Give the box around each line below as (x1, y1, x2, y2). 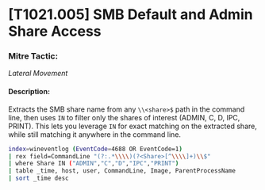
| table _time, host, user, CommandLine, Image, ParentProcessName (8, 167, 236, 175)
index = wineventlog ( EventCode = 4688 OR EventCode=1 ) (8, 145, 182, 153)
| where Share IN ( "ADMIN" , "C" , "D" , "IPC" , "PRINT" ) (8, 160, 179, 168)
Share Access (8, 22, 102, 40)
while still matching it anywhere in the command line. (8, 129, 181, 139)
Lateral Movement (8, 69, 68, 78)
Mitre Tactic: (8, 51, 58, 62)
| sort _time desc (8, 174, 69, 183)
